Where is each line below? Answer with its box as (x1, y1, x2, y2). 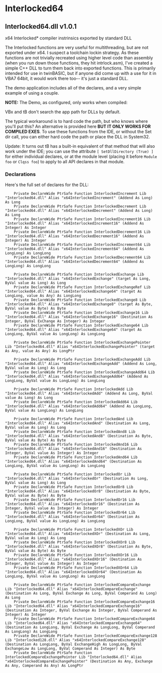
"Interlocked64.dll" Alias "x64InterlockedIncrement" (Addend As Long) (5, 195, 153, 201)
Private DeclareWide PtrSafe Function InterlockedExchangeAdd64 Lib (14, 370, 155, 375)
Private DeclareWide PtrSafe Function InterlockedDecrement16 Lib (14, 229, 151, 235)
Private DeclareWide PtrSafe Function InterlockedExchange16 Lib (14, 311, 149, 315)
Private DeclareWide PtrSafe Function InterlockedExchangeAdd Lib (14, 357, 151, 362)
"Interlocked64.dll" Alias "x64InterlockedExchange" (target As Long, (5, 276, 151, 281)
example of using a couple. (5, 90, 59, 96)
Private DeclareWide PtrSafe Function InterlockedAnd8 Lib (14, 430, 136, 434)
